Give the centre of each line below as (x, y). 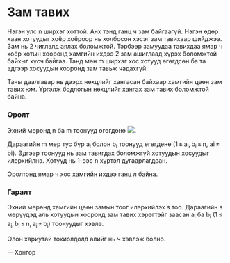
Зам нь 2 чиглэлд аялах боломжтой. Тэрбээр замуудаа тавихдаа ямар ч (115, 46)
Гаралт (20, 192)
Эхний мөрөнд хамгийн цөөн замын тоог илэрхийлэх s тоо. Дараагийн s (115, 207)
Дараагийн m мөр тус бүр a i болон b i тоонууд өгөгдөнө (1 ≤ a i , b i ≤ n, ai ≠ (114, 145)
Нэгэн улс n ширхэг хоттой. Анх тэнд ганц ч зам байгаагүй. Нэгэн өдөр (113, 31)
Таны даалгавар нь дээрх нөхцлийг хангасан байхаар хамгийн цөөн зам (115, 81)
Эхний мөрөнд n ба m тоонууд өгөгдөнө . (72, 131)
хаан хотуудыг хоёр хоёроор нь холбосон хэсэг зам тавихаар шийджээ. (115, 38)
